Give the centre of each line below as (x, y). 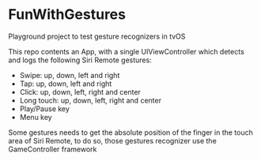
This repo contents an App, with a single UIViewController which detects (127, 51)
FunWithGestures (67, 15)
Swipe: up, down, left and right (70, 75)
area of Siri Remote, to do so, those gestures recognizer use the (113, 140)
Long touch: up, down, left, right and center (91, 100)
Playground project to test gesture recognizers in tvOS (97, 36)
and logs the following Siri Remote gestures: (80, 60)
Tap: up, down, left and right (66, 84)
